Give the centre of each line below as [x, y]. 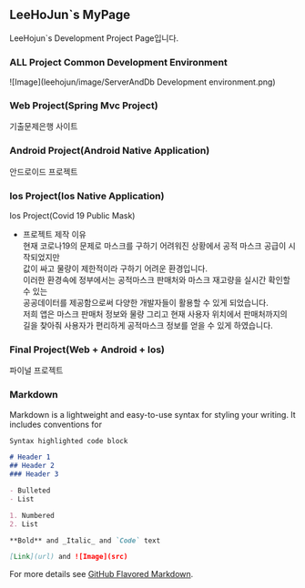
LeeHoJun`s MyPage [70, 15]
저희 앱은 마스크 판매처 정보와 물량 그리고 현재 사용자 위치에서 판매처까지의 [155, 314]
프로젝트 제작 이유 [54, 234]
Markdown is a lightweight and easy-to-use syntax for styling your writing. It [152, 414]
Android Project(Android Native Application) [110, 151]
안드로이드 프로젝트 [44, 171]
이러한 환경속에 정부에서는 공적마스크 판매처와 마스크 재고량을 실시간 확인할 [157, 280]
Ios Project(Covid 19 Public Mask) [72, 216]
